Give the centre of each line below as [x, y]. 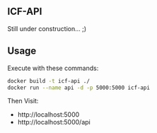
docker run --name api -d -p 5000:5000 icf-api [79, 88]
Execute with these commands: [53, 68]
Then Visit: [23, 101]
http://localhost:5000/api [54, 122]
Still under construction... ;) [47, 28]
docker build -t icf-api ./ [49, 81]
